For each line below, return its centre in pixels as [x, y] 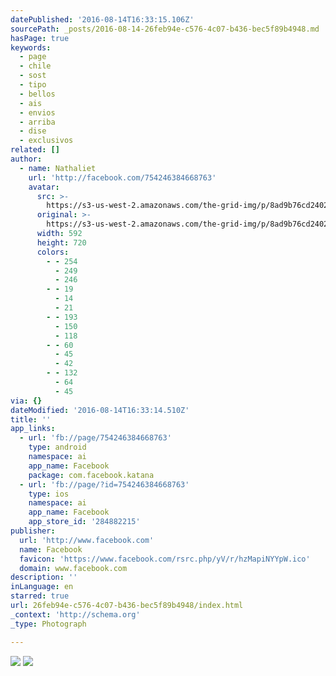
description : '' [44, 577]
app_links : [33, 429]
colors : [53, 252]
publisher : [33, 531]
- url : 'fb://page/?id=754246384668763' [104, 484]
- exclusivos [46, 141]
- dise [33, 131]
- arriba [37, 122]
